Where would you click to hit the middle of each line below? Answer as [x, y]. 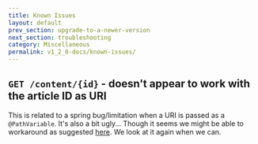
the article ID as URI [57, 96]
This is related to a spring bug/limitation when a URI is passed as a [117, 115]
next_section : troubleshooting [60, 37]
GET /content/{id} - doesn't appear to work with [129, 84]
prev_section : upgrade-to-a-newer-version [79, 30]
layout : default [35, 23]
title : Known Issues [42, 15]
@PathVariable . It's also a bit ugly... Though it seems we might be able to [126, 124]
